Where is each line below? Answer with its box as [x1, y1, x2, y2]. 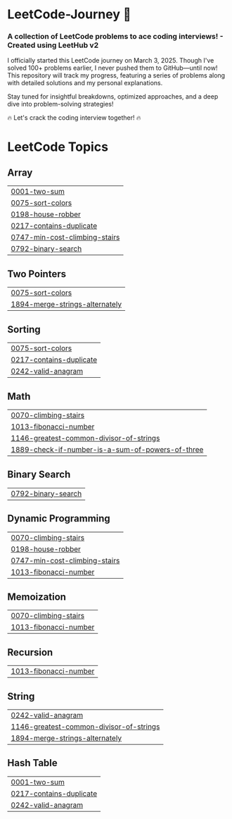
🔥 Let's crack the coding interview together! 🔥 [7, 113, 141, 122]
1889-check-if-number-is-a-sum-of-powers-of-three [11, 444, 204, 454]
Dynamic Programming [7, 512, 110, 524]
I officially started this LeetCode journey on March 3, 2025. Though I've [7, 56, 214, 65]
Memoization [7, 591, 67, 603]
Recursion [7, 646, 53, 658]
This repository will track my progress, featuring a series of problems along [7, 71, 226, 80]
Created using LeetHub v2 [7, 40, 99, 50]
